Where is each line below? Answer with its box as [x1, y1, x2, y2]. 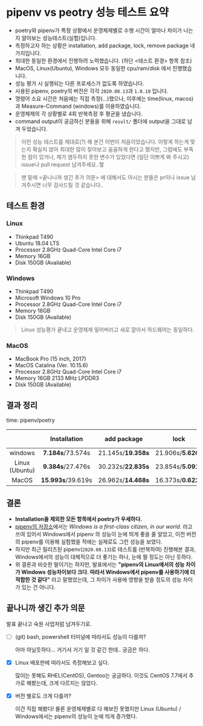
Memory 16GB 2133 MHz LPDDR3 [14, 375, 100, 382]
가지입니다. [14, 49, 42, 56]
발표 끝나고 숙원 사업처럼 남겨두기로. [6, 620, 92, 627]
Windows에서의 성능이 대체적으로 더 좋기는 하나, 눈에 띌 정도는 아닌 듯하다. [14, 553, 193, 561]
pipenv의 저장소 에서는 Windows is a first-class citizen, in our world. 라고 [14, 522, 193, 530]
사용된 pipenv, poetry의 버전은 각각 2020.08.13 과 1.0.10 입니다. [14, 87, 169, 95]
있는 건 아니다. [21, 583, 56, 591]
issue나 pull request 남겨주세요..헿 [21, 161, 105, 168]
